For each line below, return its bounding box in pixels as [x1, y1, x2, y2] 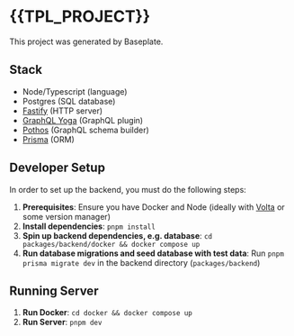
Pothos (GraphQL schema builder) [22, 124, 150, 135]
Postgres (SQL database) [22, 95, 116, 106]
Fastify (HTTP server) [22, 105, 103, 116]
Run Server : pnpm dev [22, 317, 102, 328]
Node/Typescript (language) [22, 86, 128, 96]
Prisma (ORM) [22, 133, 75, 145]
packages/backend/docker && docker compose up [22, 240, 200, 249]
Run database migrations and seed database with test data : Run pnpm [22, 248, 285, 259]
